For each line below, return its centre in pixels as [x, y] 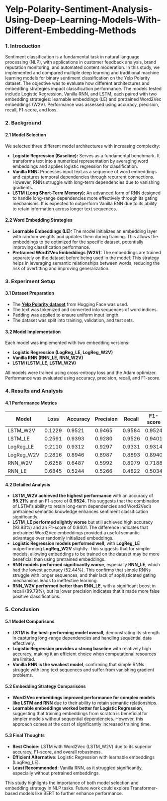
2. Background [23, 123]
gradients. [23, 187]
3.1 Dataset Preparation [30, 293]
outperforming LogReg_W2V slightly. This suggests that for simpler [82, 549]
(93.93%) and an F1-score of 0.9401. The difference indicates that [80, 527]
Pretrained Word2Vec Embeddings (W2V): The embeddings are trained [87, 252]
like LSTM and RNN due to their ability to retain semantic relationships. [85, 703]
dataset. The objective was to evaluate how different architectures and [78, 83]
